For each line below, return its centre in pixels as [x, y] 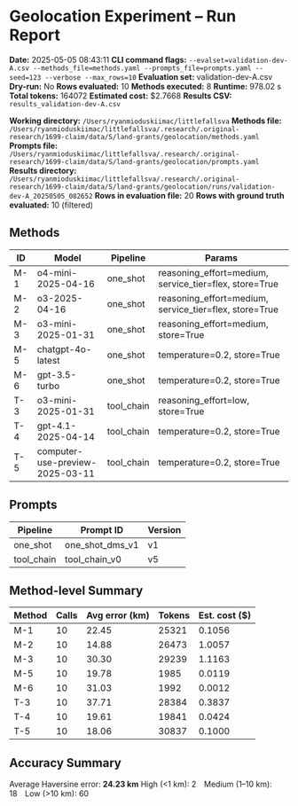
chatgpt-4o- [64, 349]
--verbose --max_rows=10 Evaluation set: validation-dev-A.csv [159, 76]
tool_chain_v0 [94, 559]
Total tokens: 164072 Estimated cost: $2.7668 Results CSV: [121, 96]
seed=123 [25, 77]
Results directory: [43, 170]
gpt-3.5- [57, 374]
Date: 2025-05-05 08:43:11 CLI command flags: [98, 59]
